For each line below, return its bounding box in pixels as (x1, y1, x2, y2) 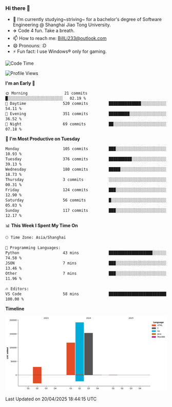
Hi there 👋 (5, 5, 31, 12)
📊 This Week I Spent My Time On (5, 223, 78, 229)
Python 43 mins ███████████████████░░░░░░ (5, 250, 167, 256)
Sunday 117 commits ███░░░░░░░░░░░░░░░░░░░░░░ (5, 208, 167, 213)
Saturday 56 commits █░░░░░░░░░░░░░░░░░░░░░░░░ (5, 198, 167, 203)
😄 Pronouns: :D (12, 43, 47, 49)
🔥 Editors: (5, 286, 29, 292)
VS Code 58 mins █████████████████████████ (5, 291, 167, 297)
